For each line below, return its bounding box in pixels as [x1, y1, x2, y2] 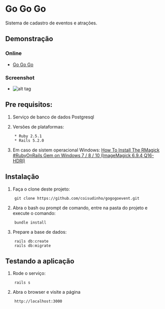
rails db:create [14, 238, 49, 244]
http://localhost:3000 [14, 299, 62, 304]
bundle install [14, 220, 47, 225]
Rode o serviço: [12, 270, 46, 276]
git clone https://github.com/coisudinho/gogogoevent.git [14, 196, 140, 201]
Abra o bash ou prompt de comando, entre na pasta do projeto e [12, 204, 148, 211]
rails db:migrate [14, 243, 51, 248]
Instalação [5, 172, 40, 181]
